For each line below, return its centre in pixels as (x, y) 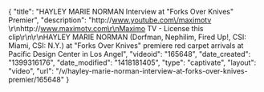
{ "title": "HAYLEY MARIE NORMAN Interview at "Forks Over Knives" (121, 12)
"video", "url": (31, 71)
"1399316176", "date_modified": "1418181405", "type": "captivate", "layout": (132, 62)
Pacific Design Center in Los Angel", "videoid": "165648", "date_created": (130, 54)
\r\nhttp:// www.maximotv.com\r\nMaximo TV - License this (106, 28)
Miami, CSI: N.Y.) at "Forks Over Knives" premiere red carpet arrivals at (126, 46)
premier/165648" (37, 80)
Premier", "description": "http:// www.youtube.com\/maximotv (110, 20)
